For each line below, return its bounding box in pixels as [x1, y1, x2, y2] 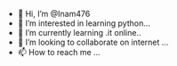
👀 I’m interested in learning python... [17, 18, 151, 29]
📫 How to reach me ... [17, 47, 101, 57]
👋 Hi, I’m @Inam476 [17, 9, 91, 19]
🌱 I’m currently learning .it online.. [17, 28, 141, 37]
